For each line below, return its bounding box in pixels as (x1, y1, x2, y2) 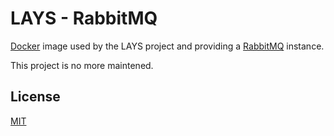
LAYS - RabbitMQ (10, 7, 158, 30)
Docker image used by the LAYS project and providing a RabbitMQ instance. (10, 40, 325, 52)
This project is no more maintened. (10, 59, 154, 71)
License (10, 88, 61, 106)
